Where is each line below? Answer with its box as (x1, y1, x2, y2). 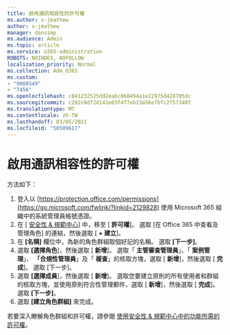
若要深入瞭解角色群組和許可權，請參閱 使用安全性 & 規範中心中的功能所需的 (7, 312, 220, 321)
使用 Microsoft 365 (160, 203, 214, 212)
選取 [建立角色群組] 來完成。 (16, 297, 98, 306)
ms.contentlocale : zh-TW (7, 112, 78, 119)
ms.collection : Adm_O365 (7, 67, 78, 74)
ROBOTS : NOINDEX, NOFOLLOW (7, 55, 84, 62)
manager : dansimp (7, 29, 57, 36)
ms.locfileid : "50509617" (7, 125, 81, 132)
